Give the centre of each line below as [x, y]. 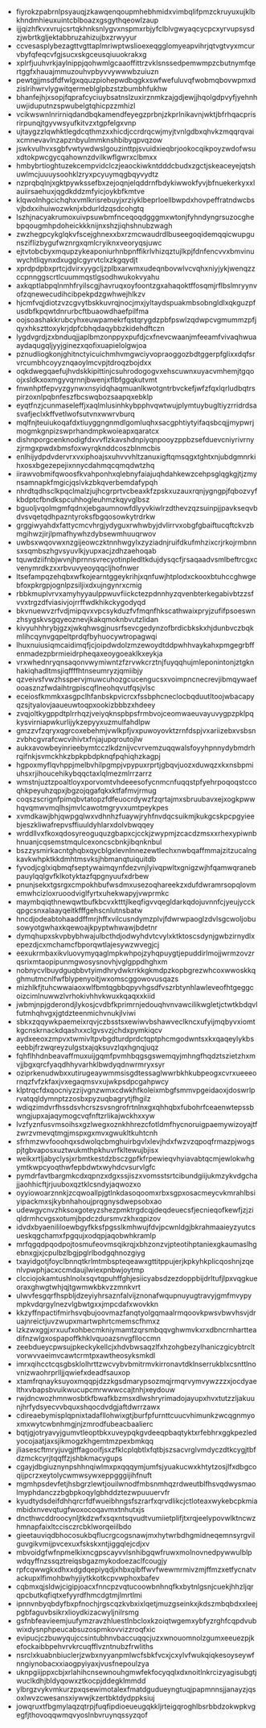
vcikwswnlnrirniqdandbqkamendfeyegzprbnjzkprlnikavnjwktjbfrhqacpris [136, 114]
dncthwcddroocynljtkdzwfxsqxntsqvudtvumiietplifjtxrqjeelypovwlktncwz [136, 1518]
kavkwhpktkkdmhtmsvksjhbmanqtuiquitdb [86, 859]
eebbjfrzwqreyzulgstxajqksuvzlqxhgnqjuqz [87, 1047]
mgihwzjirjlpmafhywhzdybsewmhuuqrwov [86, 534]
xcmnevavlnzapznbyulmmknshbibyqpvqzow [89, 140]
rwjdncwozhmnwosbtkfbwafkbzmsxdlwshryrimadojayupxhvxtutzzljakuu [135, 1398]
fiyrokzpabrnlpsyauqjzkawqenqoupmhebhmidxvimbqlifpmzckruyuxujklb [135, 12]
